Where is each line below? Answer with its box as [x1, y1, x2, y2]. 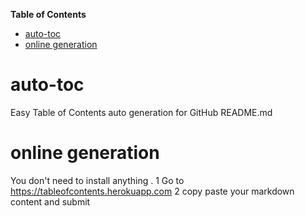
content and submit [10, 195, 91, 208]
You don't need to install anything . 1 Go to [10, 174, 185, 186]
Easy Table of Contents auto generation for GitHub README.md [10, 106, 273, 118]
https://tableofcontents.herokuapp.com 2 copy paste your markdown [10, 185, 295, 197]
